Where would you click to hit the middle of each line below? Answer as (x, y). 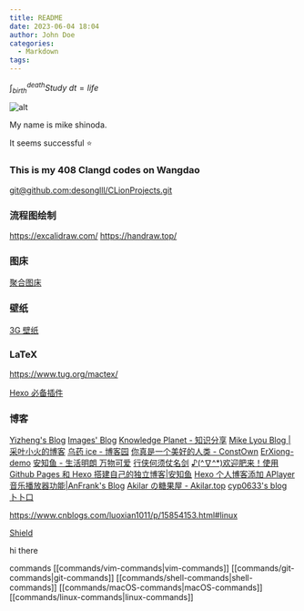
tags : (20, 60)
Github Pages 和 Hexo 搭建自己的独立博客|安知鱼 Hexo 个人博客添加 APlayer (152, 474)
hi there (24, 551)
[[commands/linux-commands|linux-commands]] (101, 597)
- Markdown (38, 52)
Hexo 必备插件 (36, 392)
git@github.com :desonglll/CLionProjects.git (91, 190)
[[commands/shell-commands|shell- (184, 578)
